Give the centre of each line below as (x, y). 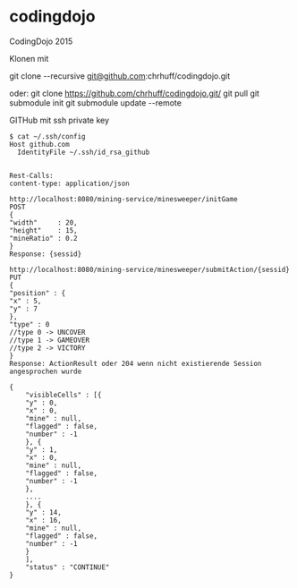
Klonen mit (29, 58)
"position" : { (38, 293)
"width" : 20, (43, 222)
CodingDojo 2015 (41, 41)
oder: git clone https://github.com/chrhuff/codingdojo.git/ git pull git (134, 93)
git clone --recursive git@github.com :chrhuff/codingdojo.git (120, 76)
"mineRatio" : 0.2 (43, 238)
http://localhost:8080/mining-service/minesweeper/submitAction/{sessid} (150, 269)
